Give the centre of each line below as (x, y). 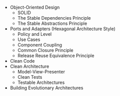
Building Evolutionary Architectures (47, 88)
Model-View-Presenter (41, 72)
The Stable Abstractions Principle (52, 23)
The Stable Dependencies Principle (54, 18)
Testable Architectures (41, 82)
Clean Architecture (29, 66)
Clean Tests (30, 77)
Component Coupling (40, 45)
